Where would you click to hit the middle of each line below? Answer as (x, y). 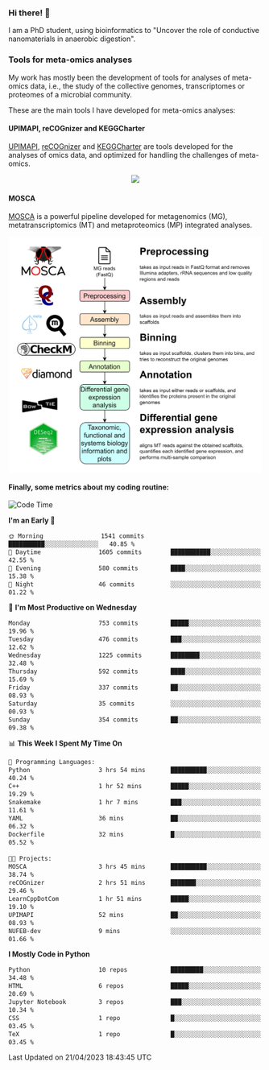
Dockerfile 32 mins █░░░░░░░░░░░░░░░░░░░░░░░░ (135, 835)
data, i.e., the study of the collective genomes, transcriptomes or (138, 86)
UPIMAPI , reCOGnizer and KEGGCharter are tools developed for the (121, 146)
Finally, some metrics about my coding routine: (89, 487)
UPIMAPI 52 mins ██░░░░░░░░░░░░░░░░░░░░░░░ (135, 915)
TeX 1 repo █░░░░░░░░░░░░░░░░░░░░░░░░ (135, 1035)
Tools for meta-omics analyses (70, 60)
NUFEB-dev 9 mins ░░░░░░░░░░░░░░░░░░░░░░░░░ (135, 932)
